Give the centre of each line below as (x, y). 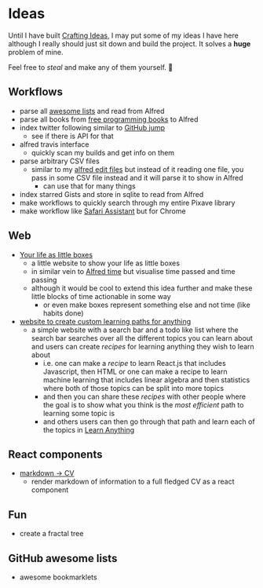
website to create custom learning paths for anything (105, 321)
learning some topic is (79, 413)
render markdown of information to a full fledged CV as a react (133, 482)
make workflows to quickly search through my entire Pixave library (127, 203)
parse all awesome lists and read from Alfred (92, 111)
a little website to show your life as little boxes (106, 263)
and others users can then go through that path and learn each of (149, 422)
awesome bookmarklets (58, 577)
